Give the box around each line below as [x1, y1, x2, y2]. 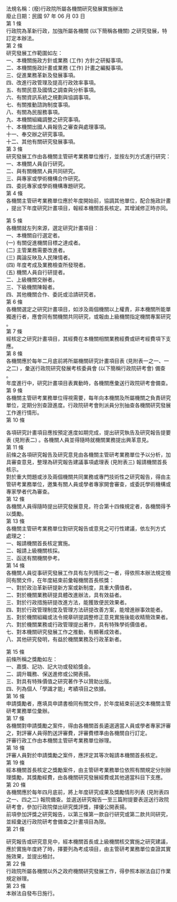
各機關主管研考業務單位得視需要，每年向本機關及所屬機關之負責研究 [6, 395, 171, 401]
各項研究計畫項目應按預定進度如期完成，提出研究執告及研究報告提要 [6, 429, 171, 436]
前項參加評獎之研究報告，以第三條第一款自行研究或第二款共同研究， [6, 811, 171, 818]
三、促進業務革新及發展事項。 [6, 71, 78, 79]
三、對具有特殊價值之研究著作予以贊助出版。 [6, 678, 115, 685]
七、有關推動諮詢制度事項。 [6, 101, 74, 108]
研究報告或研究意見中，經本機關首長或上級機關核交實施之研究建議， [6, 838, 171, 845]
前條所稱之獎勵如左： [6, 656, 58, 663]
